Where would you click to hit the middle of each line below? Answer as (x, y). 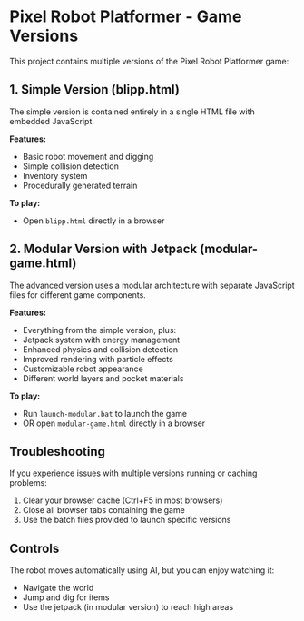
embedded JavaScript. (52, 121)
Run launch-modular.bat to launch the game (105, 413)
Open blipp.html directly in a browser (93, 221)
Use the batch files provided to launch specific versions (127, 520)
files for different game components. (78, 295)
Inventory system (55, 175)
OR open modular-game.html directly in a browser (114, 423)
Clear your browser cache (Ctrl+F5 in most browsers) (123, 500)
